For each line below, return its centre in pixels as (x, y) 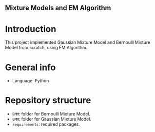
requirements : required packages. (46, 124)
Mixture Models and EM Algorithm (58, 8)
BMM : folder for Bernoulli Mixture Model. (51, 114)
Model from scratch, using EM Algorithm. (46, 48)
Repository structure (48, 101)
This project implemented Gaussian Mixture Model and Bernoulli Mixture (78, 42)
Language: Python (30, 81)
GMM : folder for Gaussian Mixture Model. (52, 119)
